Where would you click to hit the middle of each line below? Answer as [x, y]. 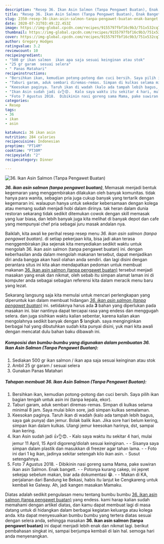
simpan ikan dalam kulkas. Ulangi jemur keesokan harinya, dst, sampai [83, 425]
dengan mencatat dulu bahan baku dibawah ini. [53, 331]
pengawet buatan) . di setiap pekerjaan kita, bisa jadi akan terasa [70, 239]
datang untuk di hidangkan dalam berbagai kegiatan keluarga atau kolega [79, 510]
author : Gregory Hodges [29, 42]
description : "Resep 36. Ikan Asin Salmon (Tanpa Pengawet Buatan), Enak [82, 10]
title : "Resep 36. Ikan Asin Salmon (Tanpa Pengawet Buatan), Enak [75, 14]
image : [12, 28]
